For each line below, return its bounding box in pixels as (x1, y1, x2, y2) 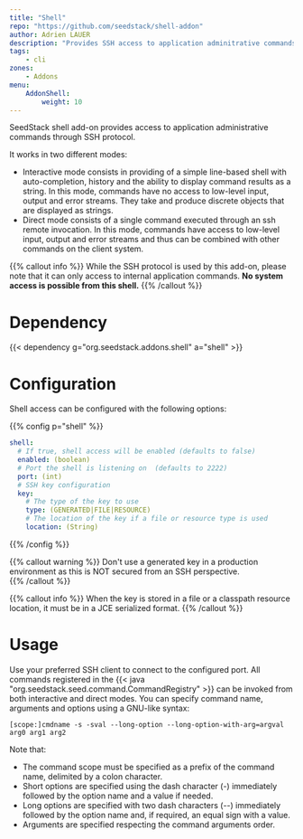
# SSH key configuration (17, 480, 111, 489)
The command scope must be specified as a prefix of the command (22, 761, 275, 772)
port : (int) (17, 472, 63, 481)
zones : (9, 64, 34, 73)
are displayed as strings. (22, 205, 115, 216)
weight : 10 (41, 97, 83, 107)
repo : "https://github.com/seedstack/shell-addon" (9, 22, 204, 31)
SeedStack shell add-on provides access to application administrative (9, 122, 269, 133)
